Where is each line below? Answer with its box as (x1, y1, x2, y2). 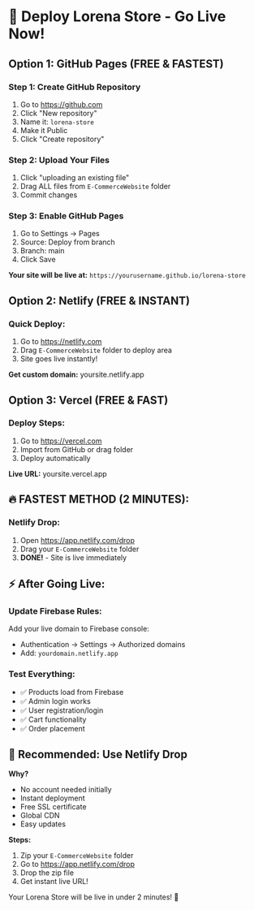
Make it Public (19, 125, 68, 135)
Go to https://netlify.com (19, 337, 102, 347)
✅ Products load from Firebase (19, 687, 124, 697)
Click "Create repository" (19, 134, 105, 144)
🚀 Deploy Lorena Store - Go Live (8, 7, 226, 26)
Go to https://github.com (19, 99, 103, 109)
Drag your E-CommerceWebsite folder (19, 544, 140, 554)
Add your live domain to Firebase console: (8, 624, 150, 634)
